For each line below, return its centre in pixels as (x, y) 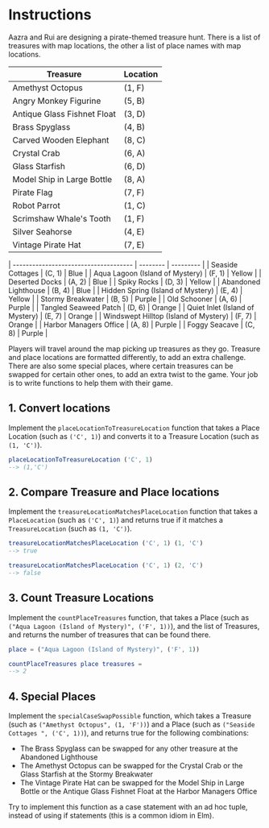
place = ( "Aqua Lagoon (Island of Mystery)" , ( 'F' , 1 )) (104, 649)
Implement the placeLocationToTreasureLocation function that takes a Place (134, 428)
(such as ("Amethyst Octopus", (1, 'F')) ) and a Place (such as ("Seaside (132, 724)
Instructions (50, 15)
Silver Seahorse (42, 231)
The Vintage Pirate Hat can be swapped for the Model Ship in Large (132, 783)
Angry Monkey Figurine (57, 101)
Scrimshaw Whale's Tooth (62, 218)
